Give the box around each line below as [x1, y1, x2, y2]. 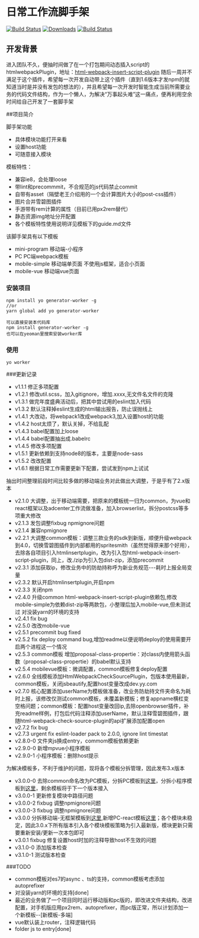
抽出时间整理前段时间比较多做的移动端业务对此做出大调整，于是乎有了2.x [6, 478, 185, 485]
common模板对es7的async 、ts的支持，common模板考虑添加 [14, 875, 165, 883]
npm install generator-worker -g [6, 325, 89, 331]
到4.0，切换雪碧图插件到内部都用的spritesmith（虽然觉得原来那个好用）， [14, 542, 193, 549]
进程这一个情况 [30, 644, 67, 651]
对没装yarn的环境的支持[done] [14, 889, 89, 897]
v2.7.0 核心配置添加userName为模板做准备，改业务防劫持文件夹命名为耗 [14, 688, 191, 695]
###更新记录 [6, 371, 37, 378]
